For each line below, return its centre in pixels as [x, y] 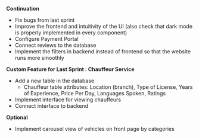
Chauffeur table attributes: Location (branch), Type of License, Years [108, 87]
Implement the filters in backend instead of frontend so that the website [103, 52]
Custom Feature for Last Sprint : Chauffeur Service [71, 69]
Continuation [23, 9]
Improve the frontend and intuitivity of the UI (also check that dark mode [103, 26]
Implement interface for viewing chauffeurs [68, 100]
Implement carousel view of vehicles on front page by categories [94, 129]
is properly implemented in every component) [71, 33]
